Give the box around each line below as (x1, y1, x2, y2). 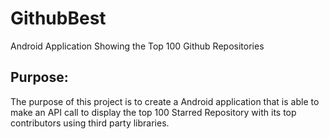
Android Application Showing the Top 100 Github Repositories (10, 40, 265, 52)
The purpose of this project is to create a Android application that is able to (10, 95, 320, 107)
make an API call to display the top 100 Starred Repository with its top (10, 106, 297, 118)
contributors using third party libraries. (10, 117, 170, 129)
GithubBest (10, 7, 107, 30)
